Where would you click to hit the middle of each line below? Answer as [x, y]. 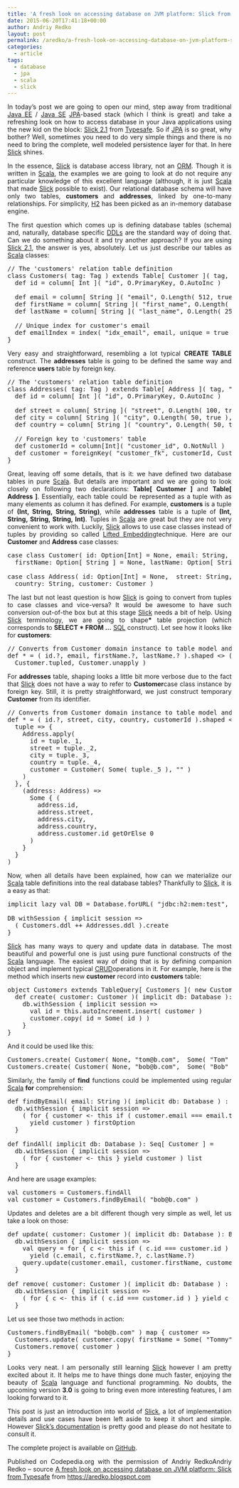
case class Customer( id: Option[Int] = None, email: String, [118, 556]
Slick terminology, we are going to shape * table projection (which [119, 620]
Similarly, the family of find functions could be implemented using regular [119, 1081]
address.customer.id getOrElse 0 [96, 834]
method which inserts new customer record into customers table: [104, 976]
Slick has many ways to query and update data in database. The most [119, 946]
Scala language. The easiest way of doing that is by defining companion [119, 961]
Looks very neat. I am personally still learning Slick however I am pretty [119, 1367]
